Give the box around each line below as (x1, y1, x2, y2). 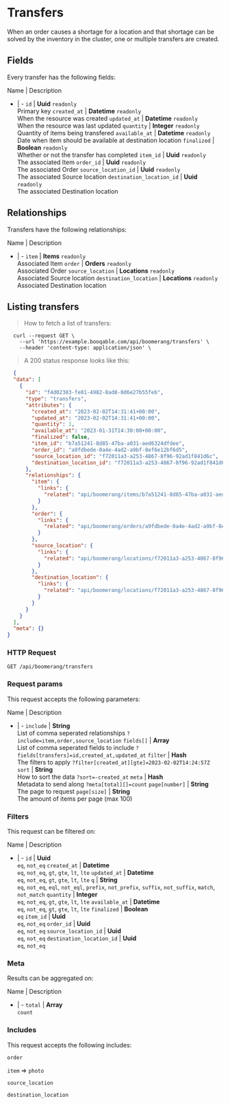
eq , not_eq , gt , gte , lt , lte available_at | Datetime (16, 898, 160, 906)
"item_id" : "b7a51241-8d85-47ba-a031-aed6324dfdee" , (31, 440, 186, 447)
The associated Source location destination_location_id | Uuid (16, 172, 198, 181)
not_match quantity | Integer (16, 891, 98, 899)
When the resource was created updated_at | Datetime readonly (16, 114, 199, 122)
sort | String (16, 765, 53, 773)
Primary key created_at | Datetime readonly (16, 106, 142, 115)
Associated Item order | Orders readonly (16, 259, 132, 267)
